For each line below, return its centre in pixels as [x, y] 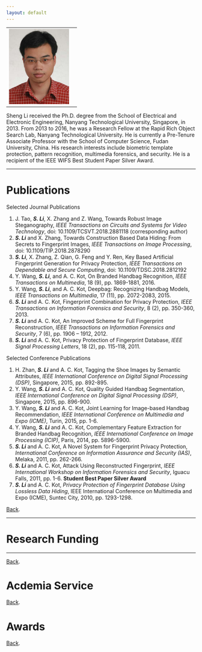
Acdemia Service [50, 586]
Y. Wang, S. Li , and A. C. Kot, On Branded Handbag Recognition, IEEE [101, 276]
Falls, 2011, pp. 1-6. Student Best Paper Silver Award [81, 478]
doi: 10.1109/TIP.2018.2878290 [53, 250]
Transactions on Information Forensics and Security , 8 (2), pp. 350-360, [105, 308]
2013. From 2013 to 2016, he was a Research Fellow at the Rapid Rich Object [101, 128]
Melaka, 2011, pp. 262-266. [49, 459]
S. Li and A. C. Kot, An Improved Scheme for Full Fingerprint [89, 321]
